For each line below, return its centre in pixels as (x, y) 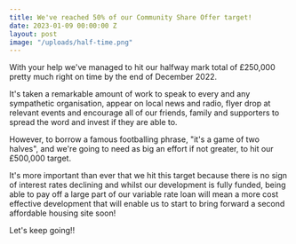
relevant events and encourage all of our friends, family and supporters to (144, 113)
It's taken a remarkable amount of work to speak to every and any (130, 94)
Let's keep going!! (42, 231)
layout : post (33, 34)
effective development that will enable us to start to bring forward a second (147, 204)
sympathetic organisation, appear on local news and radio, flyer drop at (140, 104)
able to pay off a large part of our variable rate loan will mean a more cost (144, 194)
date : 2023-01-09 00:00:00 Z (63, 26)
